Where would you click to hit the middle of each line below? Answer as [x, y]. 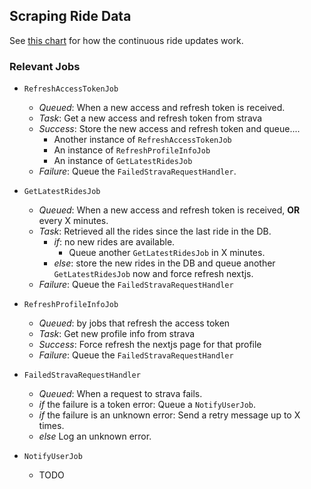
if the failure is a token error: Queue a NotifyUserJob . [147, 405]
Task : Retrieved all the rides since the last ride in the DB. [155, 231]
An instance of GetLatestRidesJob [123, 161]
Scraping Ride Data [70, 16]
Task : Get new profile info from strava [117, 334]
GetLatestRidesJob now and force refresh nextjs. [153, 274]
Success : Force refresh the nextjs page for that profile [150, 345]
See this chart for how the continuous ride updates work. [126, 40]
